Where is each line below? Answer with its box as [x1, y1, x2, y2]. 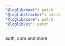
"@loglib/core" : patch [5, 17, 53, 22]
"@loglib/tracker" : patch [5, 12, 60, 17]
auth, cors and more [5, 35, 48, 41]
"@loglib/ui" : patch [5, 21, 49, 27]
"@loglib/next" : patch [5, 7, 53, 13]
